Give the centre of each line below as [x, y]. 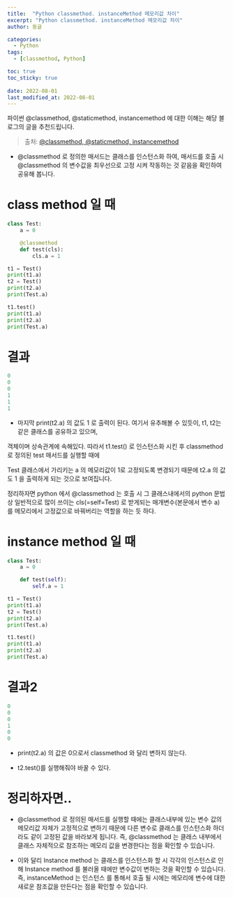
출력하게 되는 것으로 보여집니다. [69, 479]
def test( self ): [44, 580]
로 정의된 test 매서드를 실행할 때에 [53, 455]
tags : [15, 52]
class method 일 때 [61, 205]
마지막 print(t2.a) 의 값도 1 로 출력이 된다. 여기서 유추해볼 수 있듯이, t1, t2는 [119, 423]
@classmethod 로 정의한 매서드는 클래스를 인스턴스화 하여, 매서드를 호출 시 [120, 156]
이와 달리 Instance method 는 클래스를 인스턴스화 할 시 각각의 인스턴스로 [116, 861]
